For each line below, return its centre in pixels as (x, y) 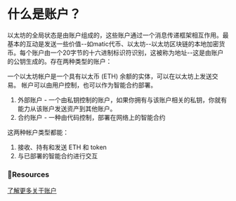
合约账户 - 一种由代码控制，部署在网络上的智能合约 (92, 117)
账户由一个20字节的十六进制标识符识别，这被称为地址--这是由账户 (127, 53)
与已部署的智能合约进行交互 (58, 155)
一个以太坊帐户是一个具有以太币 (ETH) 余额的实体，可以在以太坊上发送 (110, 76)
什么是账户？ (45, 14)
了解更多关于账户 (32, 190)
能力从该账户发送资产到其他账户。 (67, 109)
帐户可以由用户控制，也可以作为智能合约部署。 (88, 85)
